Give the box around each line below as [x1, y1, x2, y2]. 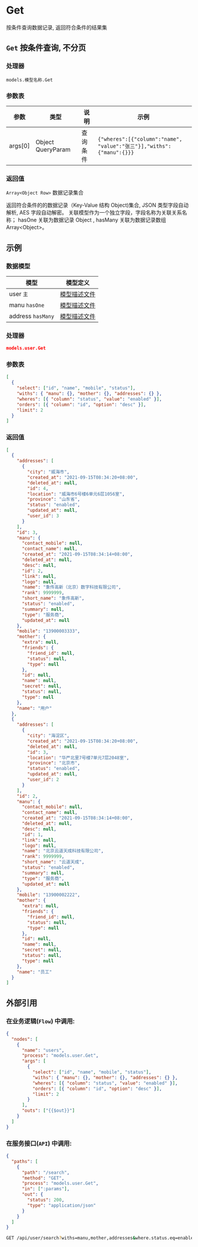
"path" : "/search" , [21, 1170, 70, 1175]
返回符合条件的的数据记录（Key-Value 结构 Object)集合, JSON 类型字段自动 [6, 202, 189, 209]
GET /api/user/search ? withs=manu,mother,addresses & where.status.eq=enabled [6, 1235, 196, 1241]
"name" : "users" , [21, 1047, 65, 1053]
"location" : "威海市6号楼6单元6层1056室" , [27, 491, 125, 497]
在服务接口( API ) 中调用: [6, 1139, 72, 1147]
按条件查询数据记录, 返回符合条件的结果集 [6, 24, 107, 31]
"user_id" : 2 [27, 777, 60, 783]
